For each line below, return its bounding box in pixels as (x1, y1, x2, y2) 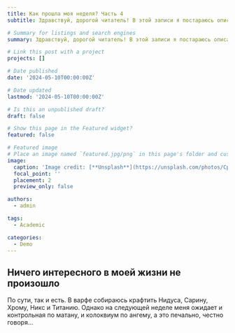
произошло (7, 277, 60, 289)
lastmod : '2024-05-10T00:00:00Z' (7, 93, 105, 100)
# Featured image (7, 144, 58, 151)
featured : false (7, 132, 55, 139)
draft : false (7, 113, 45, 120)
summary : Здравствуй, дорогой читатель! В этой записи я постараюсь (7, 36, 211, 43)
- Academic (13, 221, 45, 228)
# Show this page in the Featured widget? (7, 125, 133, 132)
